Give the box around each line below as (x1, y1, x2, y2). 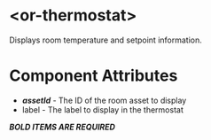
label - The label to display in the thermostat (21, 104, 184, 115)
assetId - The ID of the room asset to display (21, 95, 187, 105)
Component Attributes (9, 66, 178, 86)
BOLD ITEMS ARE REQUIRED (9, 121, 115, 132)
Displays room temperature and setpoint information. (9, 35, 202, 45)
